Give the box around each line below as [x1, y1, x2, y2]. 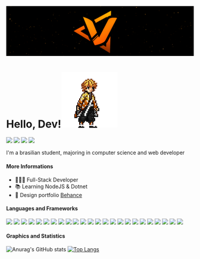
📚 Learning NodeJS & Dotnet [14, 183, 88, 190]
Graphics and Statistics [6, 232, 65, 240]
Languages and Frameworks [6, 205, 79, 212]
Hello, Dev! [6, 117, 61, 130]
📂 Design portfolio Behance [14, 191, 82, 198]
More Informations [6, 163, 54, 170]
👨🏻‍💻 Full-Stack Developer [14, 176, 79, 183]
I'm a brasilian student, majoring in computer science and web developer [6, 149, 185, 157]
